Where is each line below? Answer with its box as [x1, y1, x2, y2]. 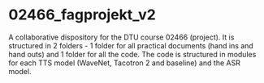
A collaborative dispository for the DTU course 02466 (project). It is [8, 32, 235, 42]
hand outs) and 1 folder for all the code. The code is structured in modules [8, 49, 257, 59]
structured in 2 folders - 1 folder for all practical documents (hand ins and [8, 40, 253, 50]
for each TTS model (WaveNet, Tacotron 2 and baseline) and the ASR [8, 58, 241, 68]
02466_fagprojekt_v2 [8, 6, 156, 24]
